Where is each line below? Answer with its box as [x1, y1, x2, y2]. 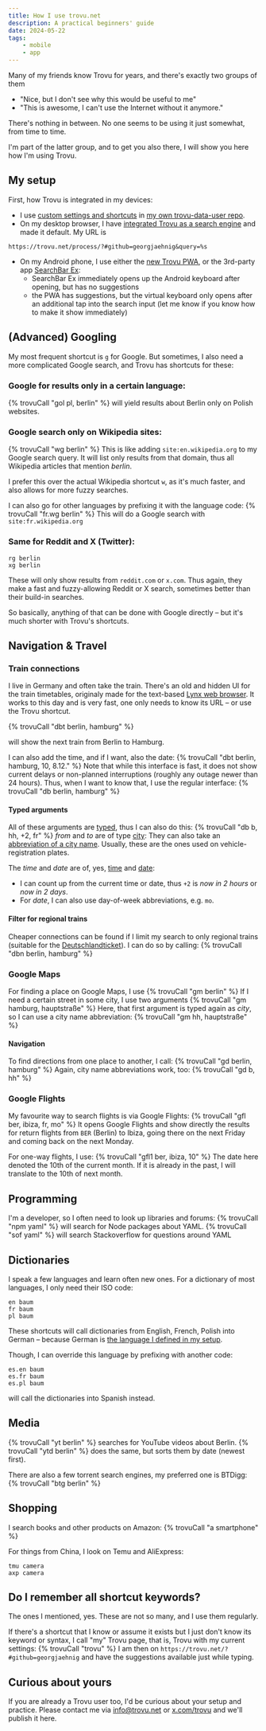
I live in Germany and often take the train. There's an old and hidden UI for [8, 681, 251, 691]
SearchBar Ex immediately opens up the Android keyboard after [31, 273, 241, 283]
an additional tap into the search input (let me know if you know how [31, 299, 256, 308]
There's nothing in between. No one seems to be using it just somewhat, [8, 119, 245, 127]
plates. [47, 848, 70, 857]
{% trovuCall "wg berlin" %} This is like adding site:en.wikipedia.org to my [8, 444, 258, 454]
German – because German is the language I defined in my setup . [8, 1335, 223, 1345]
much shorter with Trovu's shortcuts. [8, 616, 129, 625]
